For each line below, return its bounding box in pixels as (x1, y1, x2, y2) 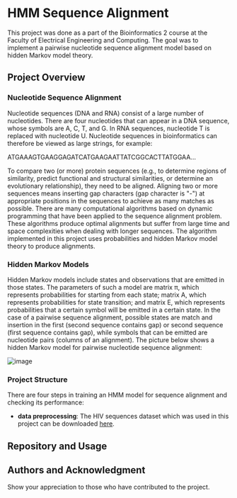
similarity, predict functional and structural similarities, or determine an (7, 174, 214, 182)
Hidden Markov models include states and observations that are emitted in (7, 275, 225, 284)
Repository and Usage (7, 440, 108, 452)
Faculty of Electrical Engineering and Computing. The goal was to (7, 35, 199, 44)
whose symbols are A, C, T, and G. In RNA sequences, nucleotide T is (7, 124, 210, 132)
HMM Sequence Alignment (7, 5, 169, 21)
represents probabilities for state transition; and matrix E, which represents (7, 298, 225, 306)
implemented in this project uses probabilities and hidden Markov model (7, 234, 218, 242)
